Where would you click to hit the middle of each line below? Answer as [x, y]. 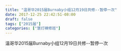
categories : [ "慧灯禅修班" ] [33, 28]
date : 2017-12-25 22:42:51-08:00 [41, 14]
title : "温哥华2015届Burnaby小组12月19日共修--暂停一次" [61, 10]
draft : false [19, 19]
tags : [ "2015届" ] [23, 24]
